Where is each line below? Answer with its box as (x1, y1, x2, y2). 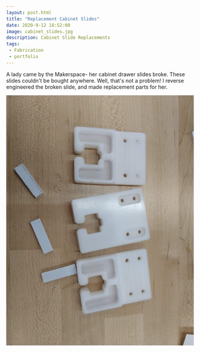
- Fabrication (8, 48, 44, 54)
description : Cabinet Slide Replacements (6, 35, 111, 41)
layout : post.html (6, 10, 52, 15)
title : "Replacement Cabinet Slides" (6, 15, 100, 22)
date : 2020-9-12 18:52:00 (6, 22, 70, 28)
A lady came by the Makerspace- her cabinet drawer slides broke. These (6, 70, 186, 77)
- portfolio (8, 54, 39, 60)
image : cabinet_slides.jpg (6, 29, 73, 35)
